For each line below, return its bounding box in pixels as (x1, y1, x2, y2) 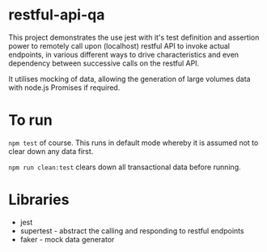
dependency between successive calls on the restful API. (8, 58, 200, 68)
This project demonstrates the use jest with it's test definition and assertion (8, 32, 260, 42)
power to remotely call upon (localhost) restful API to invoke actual (8, 41, 231, 50)
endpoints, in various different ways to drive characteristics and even (8, 49, 239, 59)
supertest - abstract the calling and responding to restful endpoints (19, 225, 244, 236)
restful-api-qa (8, 6, 105, 24)
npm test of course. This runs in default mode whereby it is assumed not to (8, 138, 259, 147)
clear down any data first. (8, 146, 94, 156)
